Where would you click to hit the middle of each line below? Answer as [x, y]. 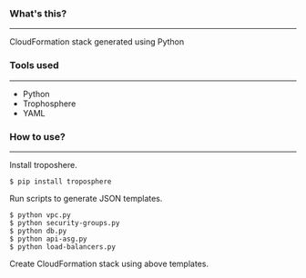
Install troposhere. [43, 164]
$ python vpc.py [40, 215]
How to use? [37, 136]
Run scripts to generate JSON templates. [86, 198]
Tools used [34, 65]
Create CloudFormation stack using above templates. [109, 263]
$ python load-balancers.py [63, 247]
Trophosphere [49, 104]
